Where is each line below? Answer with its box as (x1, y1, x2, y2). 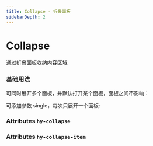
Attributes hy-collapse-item (6, 133, 86, 141)
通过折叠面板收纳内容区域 (6, 59, 68, 66)
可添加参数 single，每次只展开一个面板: (6, 102, 100, 109)
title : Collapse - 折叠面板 (6, 8, 71, 15)
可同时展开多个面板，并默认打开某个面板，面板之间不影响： (6, 89, 149, 96)
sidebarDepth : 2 (6, 14, 46, 20)
